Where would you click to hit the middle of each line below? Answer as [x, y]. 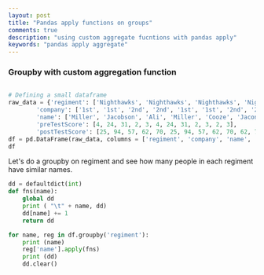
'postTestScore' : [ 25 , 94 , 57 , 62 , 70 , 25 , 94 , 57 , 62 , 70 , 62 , [144, 132]
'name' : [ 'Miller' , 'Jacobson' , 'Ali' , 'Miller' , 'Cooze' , [135, 117]
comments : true [33, 30]
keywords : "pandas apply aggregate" [68, 45]
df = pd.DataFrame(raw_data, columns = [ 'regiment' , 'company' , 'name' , [130, 139]
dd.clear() [40, 264]
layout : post [29, 15]
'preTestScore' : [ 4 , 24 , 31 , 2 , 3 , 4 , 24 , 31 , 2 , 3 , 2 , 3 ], [137, 124]
